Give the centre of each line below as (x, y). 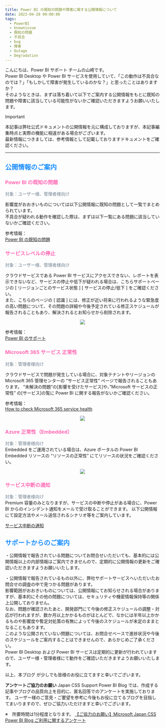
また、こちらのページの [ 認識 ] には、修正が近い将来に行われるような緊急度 (82, 300)
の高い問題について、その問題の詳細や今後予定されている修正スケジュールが (82, 306)
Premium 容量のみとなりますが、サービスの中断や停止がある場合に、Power (81, 503)
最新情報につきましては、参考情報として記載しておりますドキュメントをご (80, 139)
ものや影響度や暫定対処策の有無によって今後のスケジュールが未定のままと (84, 621)
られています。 (20, 211)
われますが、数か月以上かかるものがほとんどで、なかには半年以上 (84, 615)
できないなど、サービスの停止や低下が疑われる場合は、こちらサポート (80, 282)
